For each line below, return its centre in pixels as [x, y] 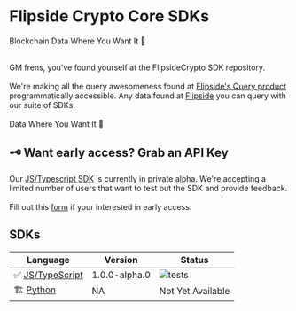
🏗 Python [35, 290]
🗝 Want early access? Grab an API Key [119, 153]
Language [48, 260]
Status [195, 260]
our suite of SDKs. [42, 105]
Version [121, 260]
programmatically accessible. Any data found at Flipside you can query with [148, 96]
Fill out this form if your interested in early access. [101, 206]
